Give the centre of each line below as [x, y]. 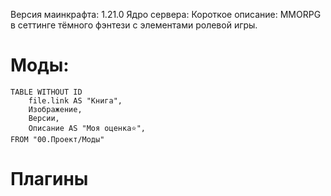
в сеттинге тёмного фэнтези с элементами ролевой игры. [134, 25]
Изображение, [55, 109]
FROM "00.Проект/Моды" [57, 139]
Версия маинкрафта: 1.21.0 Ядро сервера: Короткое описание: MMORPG [166, 14]
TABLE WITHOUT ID [46, 92]
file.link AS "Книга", [75, 100]
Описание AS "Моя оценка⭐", [87, 128]
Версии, [44, 118]
